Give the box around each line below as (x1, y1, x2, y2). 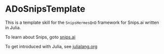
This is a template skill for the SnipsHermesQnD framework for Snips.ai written (5, 19, 159, 25)
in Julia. (5, 24, 21, 30)
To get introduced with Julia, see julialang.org (5, 43, 98, 49)
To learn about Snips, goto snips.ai (5, 34, 75, 40)
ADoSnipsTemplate (5, 3, 85, 15)
